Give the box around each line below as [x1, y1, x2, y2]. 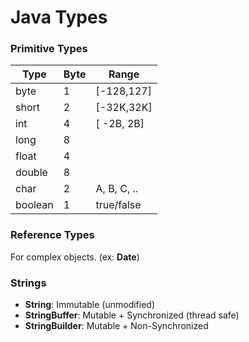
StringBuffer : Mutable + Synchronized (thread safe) [24, 309, 240, 321]
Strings [10, 276, 47, 290]
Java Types [10, 6, 108, 29]
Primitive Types [10, 42, 88, 56]
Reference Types [10, 228, 95, 242]
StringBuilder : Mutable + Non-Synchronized [24, 320, 209, 332]
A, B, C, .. [95, 182, 139, 196]
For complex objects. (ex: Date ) [10, 251, 140, 263]
